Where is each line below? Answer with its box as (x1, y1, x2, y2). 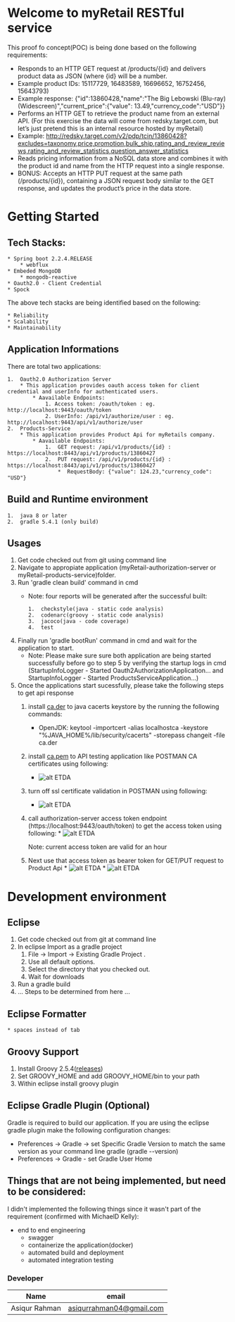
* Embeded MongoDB (7, 267, 61, 275)
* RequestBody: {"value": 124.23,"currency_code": (57, 468, 212, 475)
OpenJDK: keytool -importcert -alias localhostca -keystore (38, 724, 209, 732)
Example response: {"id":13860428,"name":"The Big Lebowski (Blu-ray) (17, 94, 227, 103)
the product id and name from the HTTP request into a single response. (17, 161, 225, 170)
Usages (7, 537, 42, 549)
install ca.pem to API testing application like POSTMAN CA (27, 752, 198, 761)
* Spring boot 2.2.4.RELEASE (7, 255, 93, 262)
